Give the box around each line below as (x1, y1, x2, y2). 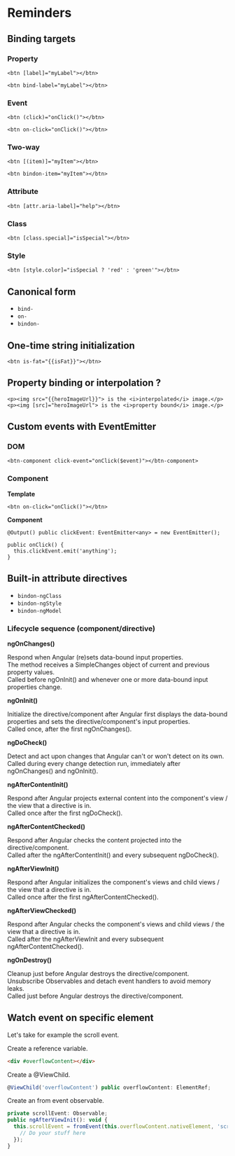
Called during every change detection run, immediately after (7, 759, 180, 767)
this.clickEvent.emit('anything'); (13, 548, 117, 555)
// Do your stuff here (20, 1129, 86, 1137)
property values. (7, 667, 55, 676)
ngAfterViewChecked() (7, 906, 77, 914)
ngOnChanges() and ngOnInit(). (7, 767, 99, 775)
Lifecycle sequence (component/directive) (7, 623, 156, 633)
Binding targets (7, 33, 76, 45)
